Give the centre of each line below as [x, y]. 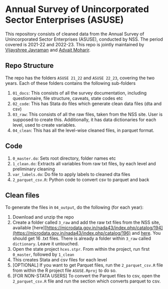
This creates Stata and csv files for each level [60, 260]
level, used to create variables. [44, 125]
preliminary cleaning [34, 169]
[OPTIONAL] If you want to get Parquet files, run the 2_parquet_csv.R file [88, 265]
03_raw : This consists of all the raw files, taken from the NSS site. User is [88, 114]
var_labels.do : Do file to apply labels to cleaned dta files [71, 174]
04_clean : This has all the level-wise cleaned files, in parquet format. [83, 130]
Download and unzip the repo [43, 217]
